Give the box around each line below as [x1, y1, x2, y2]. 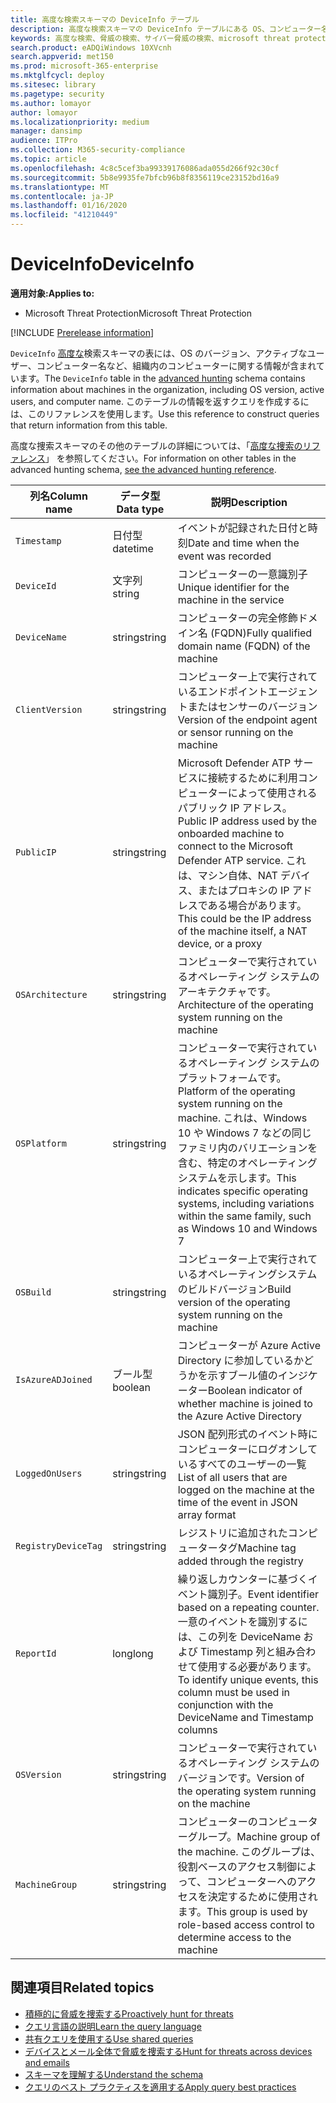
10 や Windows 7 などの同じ [177, 1126, 312, 1140]
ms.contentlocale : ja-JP [10, 191, 114, 201]
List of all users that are [177, 1470, 288, 1484]
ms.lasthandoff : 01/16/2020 [10, 201, 128, 211]
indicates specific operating [177, 1184, 309, 1198]
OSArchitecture [15, 989, 88, 1000]
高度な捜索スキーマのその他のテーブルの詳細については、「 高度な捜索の [10, 439, 303, 451]
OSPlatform [15, 1137, 67, 1149]
